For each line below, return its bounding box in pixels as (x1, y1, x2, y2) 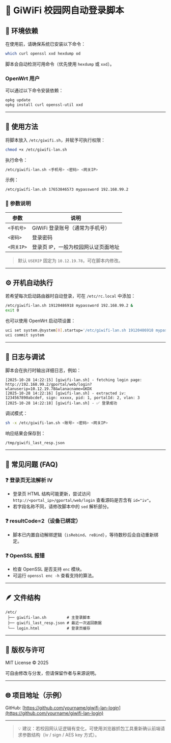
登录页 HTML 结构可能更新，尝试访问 (12, 491, 91, 497)
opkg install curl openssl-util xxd (5, 102, 83, 107)
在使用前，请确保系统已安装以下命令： (5, 41, 85, 47)
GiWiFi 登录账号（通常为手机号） (32, 224, 110, 232)
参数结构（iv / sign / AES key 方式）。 (22, 732, 100, 738)
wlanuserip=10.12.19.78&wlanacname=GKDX (5, 386, 93, 391)
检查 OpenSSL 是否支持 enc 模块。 (12, 566, 85, 572)
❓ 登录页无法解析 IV (5, 476, 53, 483)
